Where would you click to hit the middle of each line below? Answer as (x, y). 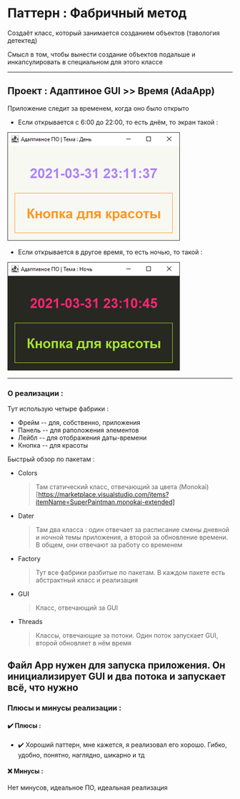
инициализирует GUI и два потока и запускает (117, 677)
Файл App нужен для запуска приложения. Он (116, 665)
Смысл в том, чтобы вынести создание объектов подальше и (101, 54)
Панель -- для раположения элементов (78, 431)
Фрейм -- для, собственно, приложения (79, 423)
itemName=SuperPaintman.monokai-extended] (105, 502)
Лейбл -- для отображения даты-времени (82, 438)
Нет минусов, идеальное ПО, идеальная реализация (87, 788)
